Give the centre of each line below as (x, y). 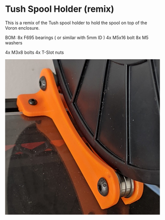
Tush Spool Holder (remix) (60, 9)
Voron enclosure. (23, 28)
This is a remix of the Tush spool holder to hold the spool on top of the (76, 23)
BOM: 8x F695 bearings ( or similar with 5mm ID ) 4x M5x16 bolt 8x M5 (77, 37)
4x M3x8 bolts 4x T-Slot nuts (35, 52)
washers (14, 42)
